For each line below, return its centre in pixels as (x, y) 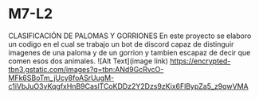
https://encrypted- (200, 61)
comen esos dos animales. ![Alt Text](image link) (88, 61)
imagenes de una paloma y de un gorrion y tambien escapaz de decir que (129, 52)
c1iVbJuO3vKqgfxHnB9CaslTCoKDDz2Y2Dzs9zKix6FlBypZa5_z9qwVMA (128, 86)
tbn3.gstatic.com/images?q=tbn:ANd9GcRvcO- (86, 69)
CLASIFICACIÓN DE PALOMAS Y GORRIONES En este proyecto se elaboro (130, 36)
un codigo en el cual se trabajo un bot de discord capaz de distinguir (121, 44)
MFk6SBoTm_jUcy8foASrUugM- (61, 78)
